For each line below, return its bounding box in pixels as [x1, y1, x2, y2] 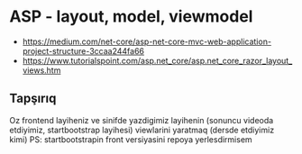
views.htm [22, 65, 61, 76]
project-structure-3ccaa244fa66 [22, 45, 145, 56]
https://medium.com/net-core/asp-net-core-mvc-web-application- [22, 36, 272, 47]
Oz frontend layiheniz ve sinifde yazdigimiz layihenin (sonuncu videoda [9, 114, 274, 125]
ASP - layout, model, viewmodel [9, 6, 253, 27]
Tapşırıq [9, 91, 57, 106]
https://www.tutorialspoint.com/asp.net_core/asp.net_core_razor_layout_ [22, 55, 293, 66]
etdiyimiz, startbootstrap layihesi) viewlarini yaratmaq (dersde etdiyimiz [9, 124, 275, 135]
